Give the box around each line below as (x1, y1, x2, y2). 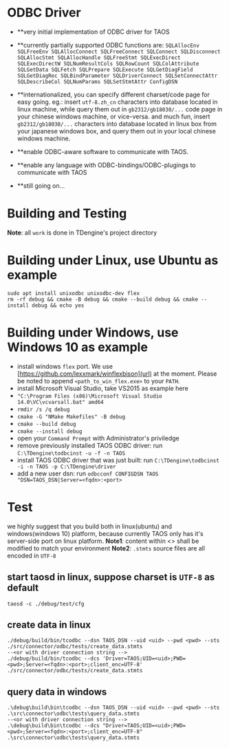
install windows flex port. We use (17, 362, 113, 370)
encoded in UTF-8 (7, 551, 56, 559)
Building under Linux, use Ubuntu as (7, 253, 219, 268)
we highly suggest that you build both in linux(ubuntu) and (7, 522, 173, 531)
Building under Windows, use (7, 325, 179, 340)
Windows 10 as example (7, 339, 148, 355)
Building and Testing (7, 206, 127, 222)
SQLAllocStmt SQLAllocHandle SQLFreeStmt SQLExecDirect (17, 54, 181, 61)
